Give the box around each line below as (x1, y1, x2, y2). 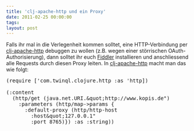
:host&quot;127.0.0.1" (30, 113, 96, 119)
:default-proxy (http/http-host (24, 107, 118, 113)
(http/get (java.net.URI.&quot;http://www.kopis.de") (12, 95, 170, 102)
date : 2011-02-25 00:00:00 (6, 14, 72, 20)
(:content (6, 89, 34, 96)
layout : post (6, 25, 38, 31)
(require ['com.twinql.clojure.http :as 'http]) (6, 78, 148, 84)
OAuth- (168, 48, 186, 55)
